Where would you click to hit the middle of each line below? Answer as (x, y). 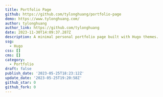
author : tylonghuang (26, 23)
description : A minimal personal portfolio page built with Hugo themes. (82, 37)
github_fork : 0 (21, 87)
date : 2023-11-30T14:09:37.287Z (38, 32)
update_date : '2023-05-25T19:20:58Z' (44, 78)
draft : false (18, 69)
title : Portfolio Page (28, 10)
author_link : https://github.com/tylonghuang (52, 28)
